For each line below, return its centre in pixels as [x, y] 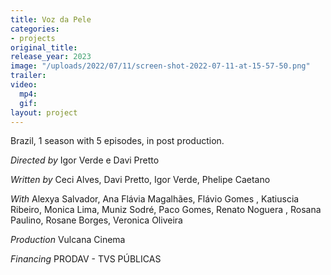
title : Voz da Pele [51, 19]
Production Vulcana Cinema [68, 240]
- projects [33, 38]
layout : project [44, 112]
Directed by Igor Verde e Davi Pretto [85, 160]
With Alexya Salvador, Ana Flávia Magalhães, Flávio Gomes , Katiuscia [155, 199]
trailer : [28, 76]
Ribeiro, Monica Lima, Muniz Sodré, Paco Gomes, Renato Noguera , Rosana [166, 210]
